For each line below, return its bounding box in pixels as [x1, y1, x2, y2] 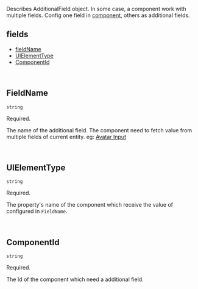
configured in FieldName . [6, 207, 68, 215]
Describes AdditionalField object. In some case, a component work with [6, 5, 187, 12]
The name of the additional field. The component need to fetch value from [6, 126, 193, 134]
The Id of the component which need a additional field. [6, 276, 144, 283]
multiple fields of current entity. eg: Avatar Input [6, 133, 127, 140]
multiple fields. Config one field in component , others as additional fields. [6, 12, 190, 19]
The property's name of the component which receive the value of [6, 201, 174, 209]
